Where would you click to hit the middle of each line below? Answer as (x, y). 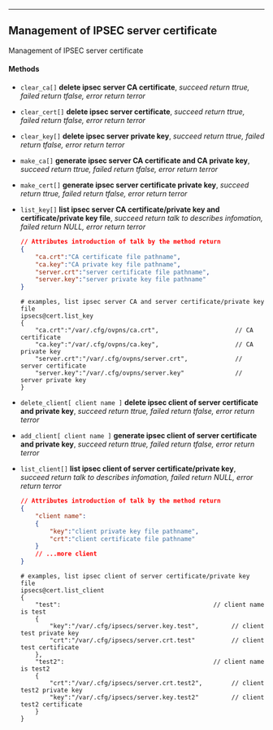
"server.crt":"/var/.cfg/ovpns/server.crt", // (139, 359)
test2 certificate (51, 705)
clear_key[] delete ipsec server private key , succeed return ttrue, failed (142, 136)
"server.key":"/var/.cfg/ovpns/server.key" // (139, 373)
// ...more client (66, 554)
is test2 (35, 669)
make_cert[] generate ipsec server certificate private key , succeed (134, 185)
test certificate (50, 648)
